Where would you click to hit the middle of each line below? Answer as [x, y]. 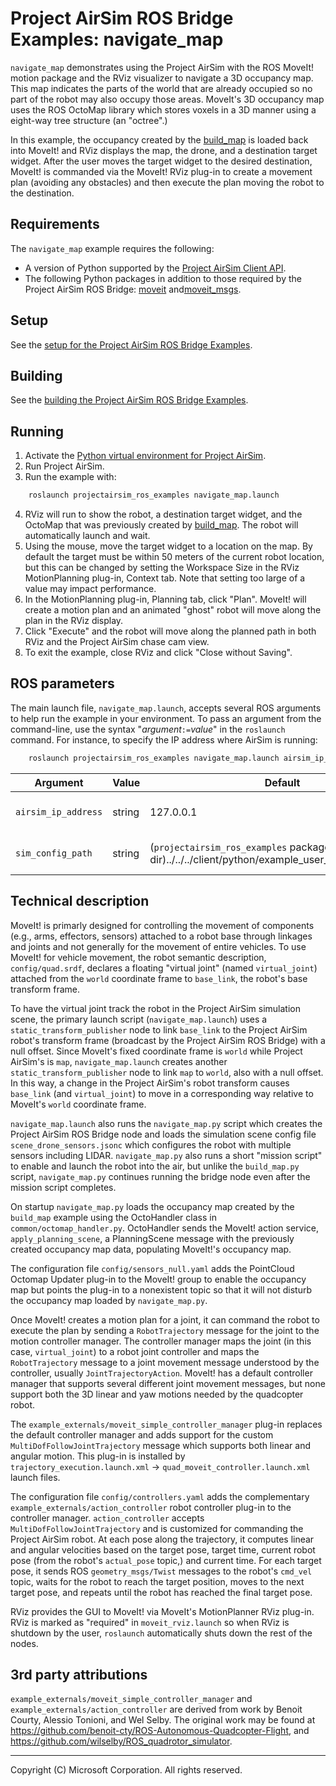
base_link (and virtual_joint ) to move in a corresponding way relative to [162, 1093]
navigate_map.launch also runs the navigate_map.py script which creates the [166, 1123]
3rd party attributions [79, 1674]
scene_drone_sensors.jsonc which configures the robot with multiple [151, 1144]
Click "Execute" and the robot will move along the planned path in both [170, 631]
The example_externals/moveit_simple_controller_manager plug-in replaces [166, 1424]
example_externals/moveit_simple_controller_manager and [131, 1699]
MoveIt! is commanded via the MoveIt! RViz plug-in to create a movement [161, 171]
